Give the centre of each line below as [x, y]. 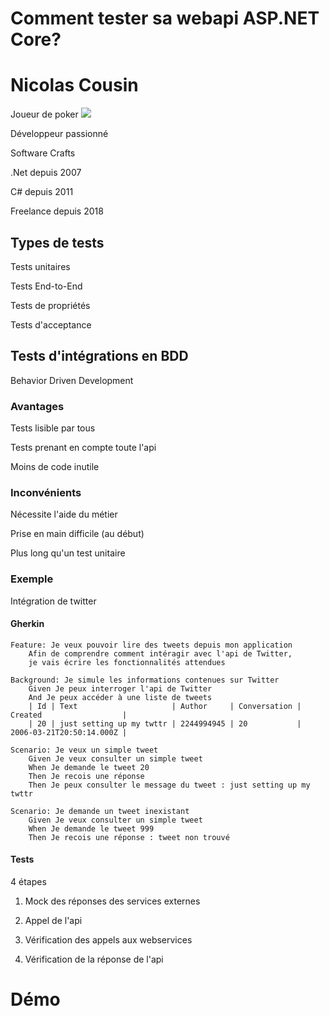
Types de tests [57, 242]
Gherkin [27, 624]
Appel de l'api [53, 921]
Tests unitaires [40, 266]
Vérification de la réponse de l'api [94, 959]
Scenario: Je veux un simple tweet [84, 750]
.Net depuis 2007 [46, 173]
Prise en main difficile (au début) [77, 534]
